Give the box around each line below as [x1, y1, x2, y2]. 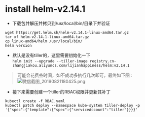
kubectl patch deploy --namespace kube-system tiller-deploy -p [5, 103, 140, 108]
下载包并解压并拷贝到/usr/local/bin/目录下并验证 [12, 20, 110, 26]
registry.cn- [89, 58, 117, 63]
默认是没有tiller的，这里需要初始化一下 [12, 52, 90, 58]
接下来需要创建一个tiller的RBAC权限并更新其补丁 [12, 88, 111, 94]
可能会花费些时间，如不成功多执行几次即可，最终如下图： [17, 72, 134, 78]
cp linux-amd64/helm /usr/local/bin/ [5, 38, 83, 44]
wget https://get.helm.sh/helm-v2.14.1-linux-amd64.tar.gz [5, 30, 129, 35]
